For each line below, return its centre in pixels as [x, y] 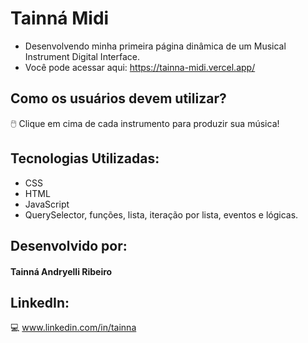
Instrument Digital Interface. [82, 56]
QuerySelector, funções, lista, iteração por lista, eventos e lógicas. [161, 214]
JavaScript [47, 204]
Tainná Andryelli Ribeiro [61, 271]
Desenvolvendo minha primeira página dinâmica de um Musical [155, 46]
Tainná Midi [60, 18]
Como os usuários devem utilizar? [118, 98]
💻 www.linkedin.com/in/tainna [73, 328]
